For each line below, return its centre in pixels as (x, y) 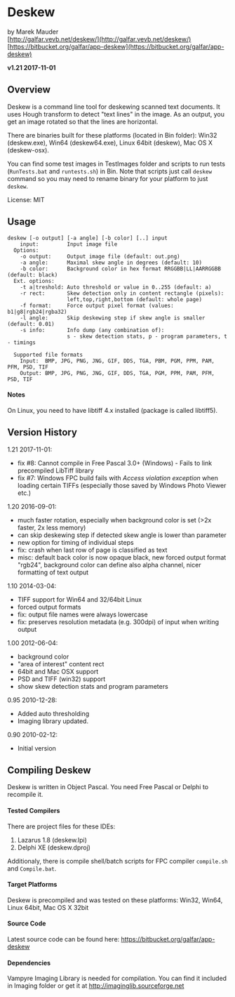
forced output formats (49, 607)
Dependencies (29, 963)
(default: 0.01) (31, 324)
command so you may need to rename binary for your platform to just (108, 178)
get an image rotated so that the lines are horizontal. (83, 121)
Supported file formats (48, 355)
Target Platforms (32, 885)
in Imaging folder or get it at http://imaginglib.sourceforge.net (96, 986)
